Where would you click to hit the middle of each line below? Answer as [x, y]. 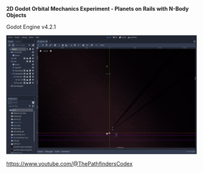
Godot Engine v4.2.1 [31, 27]
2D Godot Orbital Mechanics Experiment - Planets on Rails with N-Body [98, 9]
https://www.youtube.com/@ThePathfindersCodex [69, 163]
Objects [16, 15]
